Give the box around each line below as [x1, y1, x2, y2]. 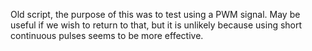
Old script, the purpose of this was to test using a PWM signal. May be [10, 9, 301, 20]
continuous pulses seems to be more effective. [10, 30, 204, 41]
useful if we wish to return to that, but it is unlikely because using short [10, 19, 303, 31]
